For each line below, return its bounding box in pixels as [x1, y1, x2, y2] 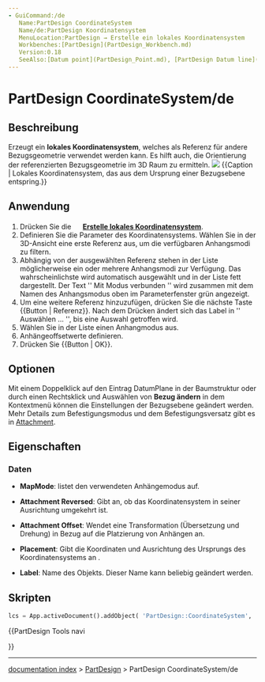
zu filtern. [19, 247, 51, 256]
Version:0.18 [18, 48, 62, 56]
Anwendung [8, 199, 70, 214]
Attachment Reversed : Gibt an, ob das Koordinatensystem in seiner [19, 497, 241, 506]
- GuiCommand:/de [8, 11, 65, 20]
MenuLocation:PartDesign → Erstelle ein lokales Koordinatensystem [18, 33, 245, 42]
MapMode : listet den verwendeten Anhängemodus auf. [19, 482, 200, 491]
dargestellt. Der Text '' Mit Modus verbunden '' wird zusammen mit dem [19, 280, 254, 290]
